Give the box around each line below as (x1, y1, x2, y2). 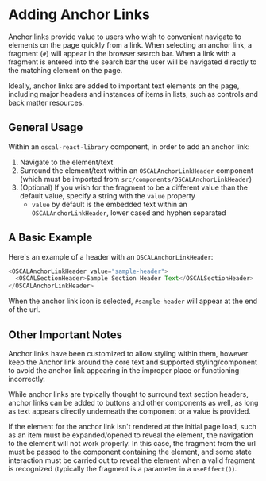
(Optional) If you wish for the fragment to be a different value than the (19, 183, 249, 192)
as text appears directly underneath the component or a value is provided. (8, 406, 252, 416)
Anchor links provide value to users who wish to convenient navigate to (8, 32, 242, 41)
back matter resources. (8, 98, 85, 107)
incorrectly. (8, 375, 46, 383)
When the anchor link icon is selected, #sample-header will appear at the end (8, 296, 258, 306)
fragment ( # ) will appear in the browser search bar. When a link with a (8, 48, 237, 58)
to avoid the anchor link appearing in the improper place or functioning (8, 366, 240, 375)
